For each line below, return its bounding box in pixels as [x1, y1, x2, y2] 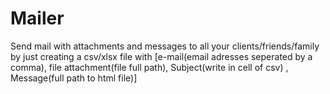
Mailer [10, 7, 65, 30]
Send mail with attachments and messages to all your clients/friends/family [10, 40, 320, 52]
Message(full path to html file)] [10, 72, 138, 84]
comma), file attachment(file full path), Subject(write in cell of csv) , [10, 61, 289, 73]
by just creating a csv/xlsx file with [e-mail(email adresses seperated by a [10, 50, 313, 62]
